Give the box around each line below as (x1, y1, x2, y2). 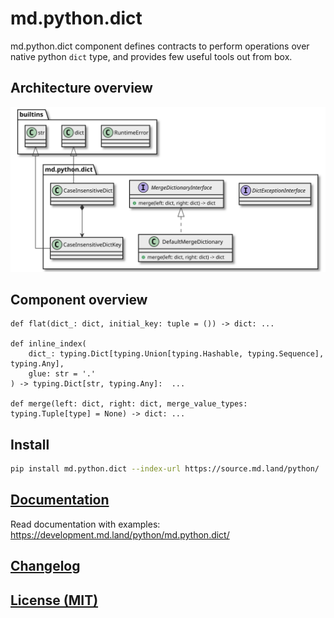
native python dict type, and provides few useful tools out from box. (10, 50, 293, 62)
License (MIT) (10, 592, 99, 609)
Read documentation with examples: (10, 518, 161, 530)
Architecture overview (10, 80, 153, 97)
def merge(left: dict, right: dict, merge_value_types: (10, 399, 248, 409)
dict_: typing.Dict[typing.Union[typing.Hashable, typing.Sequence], (28, 349, 325, 359)
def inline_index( (10, 339, 87, 349)
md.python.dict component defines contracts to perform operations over (10, 40, 310, 52)
